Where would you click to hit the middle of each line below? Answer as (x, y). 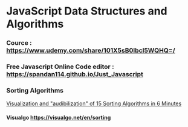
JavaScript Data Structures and (87, 11)
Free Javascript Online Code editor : (60, 67)
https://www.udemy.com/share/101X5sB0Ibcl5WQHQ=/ (91, 51)
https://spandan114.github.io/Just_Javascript (75, 74)
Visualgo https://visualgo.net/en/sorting (59, 117)
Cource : (19, 43)
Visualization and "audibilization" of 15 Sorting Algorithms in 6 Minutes (94, 103)
